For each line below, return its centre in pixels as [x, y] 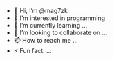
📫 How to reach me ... [46, 40]
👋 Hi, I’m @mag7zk [40, 11]
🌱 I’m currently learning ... [50, 25]
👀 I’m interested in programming [59, 18]
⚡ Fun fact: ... [32, 51]
